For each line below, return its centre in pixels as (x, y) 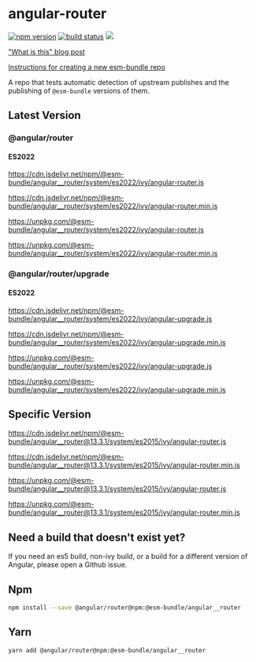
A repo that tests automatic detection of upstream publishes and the (119, 82)
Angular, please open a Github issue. (68, 565)
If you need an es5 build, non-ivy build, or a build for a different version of (128, 556)
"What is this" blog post (46, 51)
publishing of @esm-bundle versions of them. (79, 91)
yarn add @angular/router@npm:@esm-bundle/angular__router (107, 650)
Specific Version (50, 414)
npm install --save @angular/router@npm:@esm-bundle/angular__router (125, 608)
